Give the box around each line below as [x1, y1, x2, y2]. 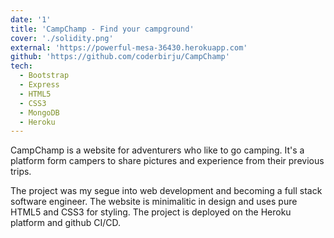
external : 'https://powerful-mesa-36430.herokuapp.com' [10, 42, 248, 53]
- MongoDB [19, 107, 60, 118]
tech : [10, 61, 33, 71]
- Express [19, 80, 60, 90]
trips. [10, 166, 32, 178]
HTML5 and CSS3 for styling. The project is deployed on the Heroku [10, 206, 292, 218]
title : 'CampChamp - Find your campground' [10, 24, 195, 34]
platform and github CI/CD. [10, 217, 121, 229]
